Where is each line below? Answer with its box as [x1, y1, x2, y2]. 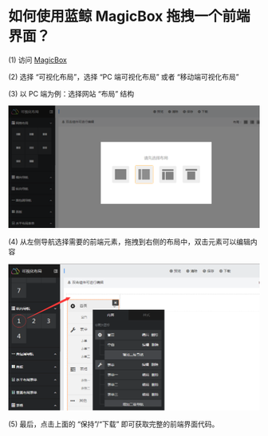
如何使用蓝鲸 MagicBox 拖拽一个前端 [8, 7, 250, 26]
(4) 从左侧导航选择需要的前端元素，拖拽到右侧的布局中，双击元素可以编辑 [8, 237, 251, 247]
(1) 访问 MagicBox [8, 55, 68, 65]
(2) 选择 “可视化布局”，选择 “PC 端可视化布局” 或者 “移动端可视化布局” [8, 72, 239, 81]
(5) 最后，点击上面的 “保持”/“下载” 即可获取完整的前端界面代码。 [8, 419, 219, 429]
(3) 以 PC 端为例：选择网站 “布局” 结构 [8, 88, 135, 98]
